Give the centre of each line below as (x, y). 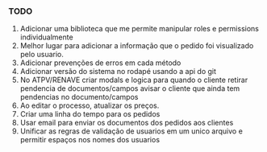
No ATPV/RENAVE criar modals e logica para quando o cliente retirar (134, 80)
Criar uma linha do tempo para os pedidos (90, 114)
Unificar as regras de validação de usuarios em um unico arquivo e (131, 131)
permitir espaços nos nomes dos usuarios (90, 140)
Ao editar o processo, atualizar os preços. (90, 105)
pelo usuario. (42, 55)
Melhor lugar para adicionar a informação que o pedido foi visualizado (137, 46)
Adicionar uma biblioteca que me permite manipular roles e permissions (140, 29)
